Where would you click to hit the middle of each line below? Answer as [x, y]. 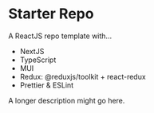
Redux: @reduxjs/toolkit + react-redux [83, 76]
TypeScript [38, 60]
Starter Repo [51, 14]
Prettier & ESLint [47, 85]
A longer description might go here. [67, 100]
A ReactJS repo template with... [60, 36]
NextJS [32, 51]
